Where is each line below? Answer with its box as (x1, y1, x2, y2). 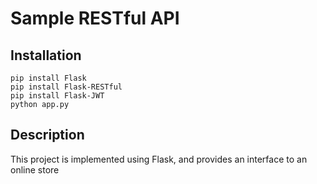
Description (10, 127, 85, 144)
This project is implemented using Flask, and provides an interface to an (10, 153, 308, 165)
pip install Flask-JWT (10, 91, 105, 101)
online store (10, 163, 60, 176)
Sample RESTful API (10, 7, 180, 30)
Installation (10, 47, 82, 64)
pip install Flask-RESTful (10, 82, 123, 92)
